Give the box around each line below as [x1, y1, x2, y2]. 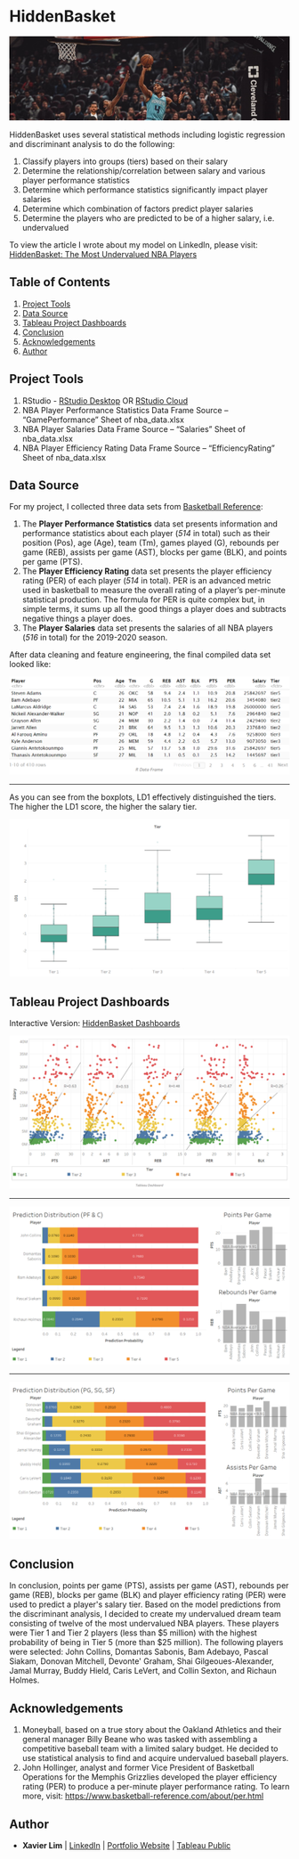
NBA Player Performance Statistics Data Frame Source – [21, 404, 229, 415]
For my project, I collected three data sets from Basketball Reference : [9, 501, 263, 512]
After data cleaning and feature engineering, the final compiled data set [9, 649, 271, 660]
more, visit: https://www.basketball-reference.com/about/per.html [21, 1790, 264, 1801]
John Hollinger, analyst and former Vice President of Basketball [21, 1762, 255, 1773]
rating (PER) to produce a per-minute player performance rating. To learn [21, 1782, 290, 1792]
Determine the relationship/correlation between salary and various [21, 166, 266, 176]
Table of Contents [9, 274, 111, 290]
